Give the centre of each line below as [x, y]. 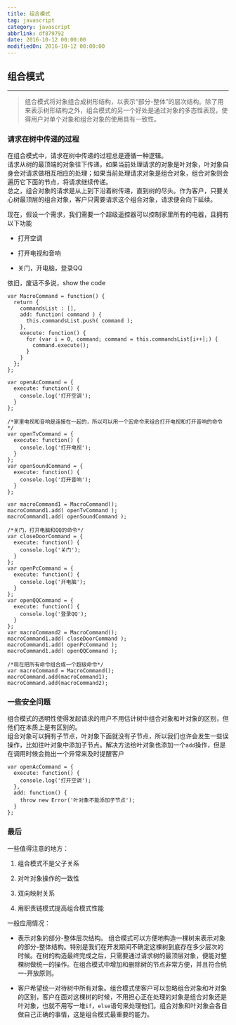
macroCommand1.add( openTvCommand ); [63, 511]
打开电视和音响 [39, 253]
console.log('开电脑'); [53, 582]
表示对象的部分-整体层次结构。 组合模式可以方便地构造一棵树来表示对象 [122, 938]
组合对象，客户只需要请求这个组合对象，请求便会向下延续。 [130, 200]
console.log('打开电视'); [55, 448]
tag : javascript [31, 20]
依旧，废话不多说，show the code [57, 283]
